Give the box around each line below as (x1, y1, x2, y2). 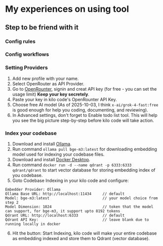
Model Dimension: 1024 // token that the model (5, 205, 154, 210)
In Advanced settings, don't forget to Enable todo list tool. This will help (12, 112, 158, 118)
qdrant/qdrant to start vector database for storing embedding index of (12, 167, 156, 173)
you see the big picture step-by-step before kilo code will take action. (12, 117, 154, 123)
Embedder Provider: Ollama (5, 187, 61, 192)
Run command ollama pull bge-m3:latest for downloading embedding (12, 146, 157, 152)
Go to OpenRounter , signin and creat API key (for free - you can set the (12, 86, 157, 92)
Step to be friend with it (5, 23, 79, 32)
